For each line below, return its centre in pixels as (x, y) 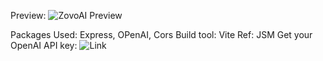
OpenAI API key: (44, 45)
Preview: (28, 15)
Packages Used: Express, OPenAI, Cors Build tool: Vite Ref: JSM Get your (161, 34)
